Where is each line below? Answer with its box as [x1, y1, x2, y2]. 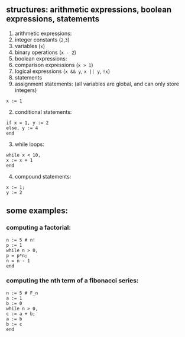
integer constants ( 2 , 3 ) [14, 36, 70, 43]
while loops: [14, 141, 44, 148]
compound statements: [14, 173, 72, 180]
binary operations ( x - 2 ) [14, 49, 77, 56]
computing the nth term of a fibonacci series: [6, 276, 139, 285]
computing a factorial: [6, 224, 72, 232]
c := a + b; [6, 311, 35, 317]
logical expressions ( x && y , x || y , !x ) [14, 68, 111, 75]
